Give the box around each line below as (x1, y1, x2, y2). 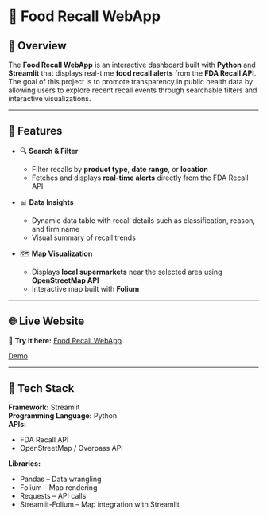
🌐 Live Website (8, 315, 85, 328)
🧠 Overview (8, 39, 67, 53)
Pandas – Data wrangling (19, 474, 102, 484)
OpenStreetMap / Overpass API (19, 444, 123, 453)
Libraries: (8, 459, 41, 468)
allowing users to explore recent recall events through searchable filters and (8, 85, 257, 95)
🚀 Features (8, 124, 63, 138)
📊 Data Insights (19, 197, 74, 206)
